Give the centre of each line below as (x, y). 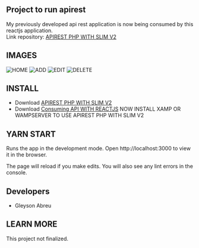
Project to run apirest (46, 10)
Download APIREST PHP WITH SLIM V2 (63, 103)
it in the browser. (27, 155)
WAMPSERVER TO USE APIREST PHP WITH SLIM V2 (79, 115)
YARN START (31, 134)
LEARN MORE (32, 225)
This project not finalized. (37, 238)
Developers (28, 191)
